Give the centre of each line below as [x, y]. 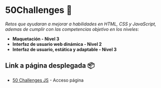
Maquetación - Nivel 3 [36, 39]
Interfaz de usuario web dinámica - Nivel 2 [57, 44]
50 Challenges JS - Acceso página [48, 80]
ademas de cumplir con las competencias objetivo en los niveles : [72, 29]
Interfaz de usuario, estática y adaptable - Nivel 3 [64, 49]
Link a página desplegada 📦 [50, 66]
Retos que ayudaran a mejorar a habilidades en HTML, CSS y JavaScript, [81, 24]
